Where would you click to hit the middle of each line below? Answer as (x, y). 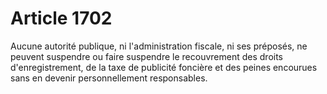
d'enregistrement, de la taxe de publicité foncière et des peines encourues (164, 67)
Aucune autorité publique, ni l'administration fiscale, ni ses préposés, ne (159, 46)
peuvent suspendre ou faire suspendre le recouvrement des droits (147, 56)
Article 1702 (61, 18)
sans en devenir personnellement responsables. (109, 78)
